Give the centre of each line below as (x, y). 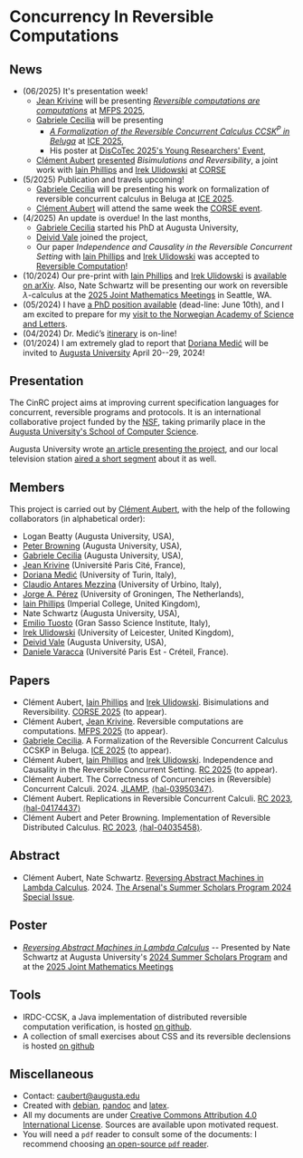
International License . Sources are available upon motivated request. (150, 1124)
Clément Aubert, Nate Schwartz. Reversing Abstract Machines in (143, 877)
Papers (30, 680)
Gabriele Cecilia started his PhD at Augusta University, (137, 227)
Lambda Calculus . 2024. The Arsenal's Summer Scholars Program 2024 (157, 887)
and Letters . (45, 323)
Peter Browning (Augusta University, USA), (102, 546)
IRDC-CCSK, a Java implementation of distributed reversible (134, 1017)
